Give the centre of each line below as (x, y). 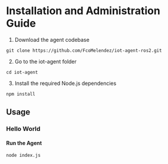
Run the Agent (24, 143)
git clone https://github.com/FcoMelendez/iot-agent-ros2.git (84, 50)
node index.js (24, 155)
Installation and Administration (83, 11)
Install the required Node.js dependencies (65, 83)
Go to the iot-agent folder (45, 61)
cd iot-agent (22, 72)
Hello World (23, 129)
